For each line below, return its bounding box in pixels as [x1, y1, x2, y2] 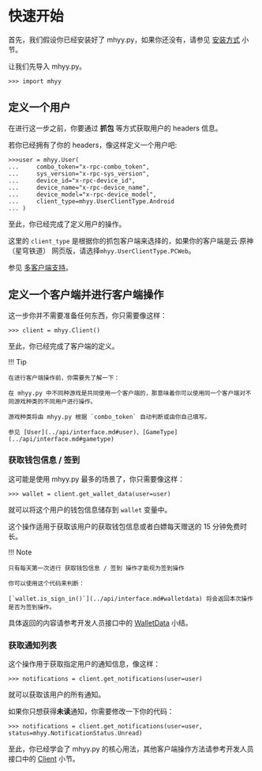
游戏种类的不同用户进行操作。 [13, 397, 97, 406]
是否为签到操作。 [8, 603, 56, 611]
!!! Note [8, 547, 32, 557]
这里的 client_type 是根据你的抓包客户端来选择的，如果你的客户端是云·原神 [8, 236, 254, 245]
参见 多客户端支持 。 [8, 263, 73, 272]
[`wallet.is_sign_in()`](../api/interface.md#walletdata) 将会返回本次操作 [8, 595, 254, 603]
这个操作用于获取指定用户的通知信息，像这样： [8, 660, 160, 669]
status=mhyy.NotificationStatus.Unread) [8, 729, 144, 738]
